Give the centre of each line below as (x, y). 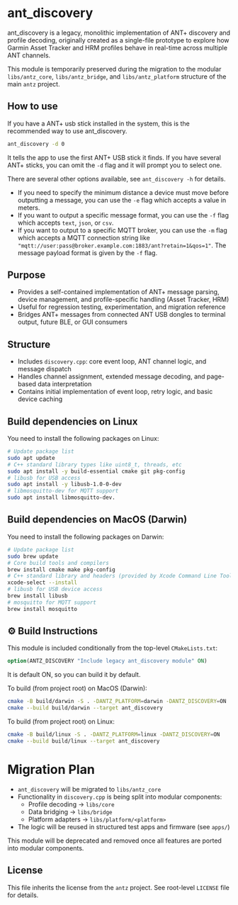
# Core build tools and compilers (58, 563)
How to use (33, 107)
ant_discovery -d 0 (36, 144)
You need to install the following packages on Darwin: (86, 536)
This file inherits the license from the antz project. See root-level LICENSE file (119, 887)
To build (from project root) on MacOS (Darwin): (77, 688)
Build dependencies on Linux (73, 421)
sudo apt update (31, 458)
